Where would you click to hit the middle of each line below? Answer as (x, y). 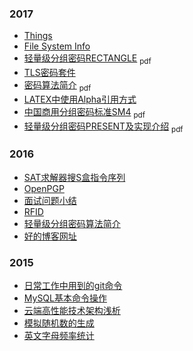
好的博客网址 (50, 236)
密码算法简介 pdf (57, 86)
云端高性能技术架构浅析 (72, 311)
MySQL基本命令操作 (65, 298)
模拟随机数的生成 (59, 323)
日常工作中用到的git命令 (73, 286)
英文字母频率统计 (59, 336)
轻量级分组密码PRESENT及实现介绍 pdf (103, 127)
